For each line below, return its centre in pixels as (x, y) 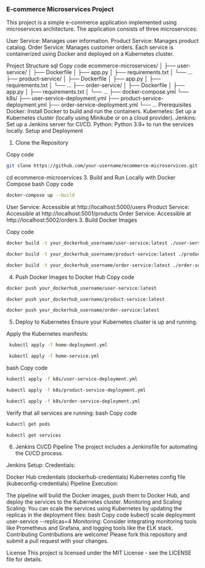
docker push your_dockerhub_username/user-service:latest (81, 288)
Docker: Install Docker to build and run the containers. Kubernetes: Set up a (101, 112)
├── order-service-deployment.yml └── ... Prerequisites (120, 105)
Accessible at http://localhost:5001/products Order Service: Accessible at (99, 214)
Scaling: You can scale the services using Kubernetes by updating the (94, 509)
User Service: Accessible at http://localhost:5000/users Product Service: (98, 207)
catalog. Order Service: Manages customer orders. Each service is (90, 47)
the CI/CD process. (39, 453)
